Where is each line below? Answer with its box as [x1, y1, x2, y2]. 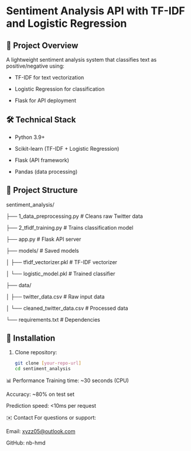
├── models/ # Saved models [6, 247, 79, 254]
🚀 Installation [6, 334, 56, 344]
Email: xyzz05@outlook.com [6, 428, 76, 435]
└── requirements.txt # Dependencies [6, 316, 101, 323]
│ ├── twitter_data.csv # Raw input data [6, 293, 105, 300]
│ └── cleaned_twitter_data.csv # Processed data [6, 304, 128, 312]
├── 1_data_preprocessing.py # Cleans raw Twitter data [6, 212, 143, 220]
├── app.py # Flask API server [6, 236, 82, 243]
